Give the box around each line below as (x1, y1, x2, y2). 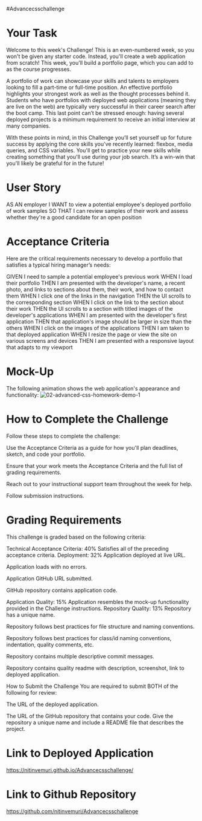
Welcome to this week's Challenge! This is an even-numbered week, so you (6, 46, 195, 53)
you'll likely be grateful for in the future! (6, 160, 104, 167)
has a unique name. (6, 611, 55, 618)
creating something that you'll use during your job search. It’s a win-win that (6, 153, 195, 160)
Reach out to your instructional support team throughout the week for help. (6, 480, 193, 487)
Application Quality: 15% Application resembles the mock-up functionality (6, 598, 189, 605)
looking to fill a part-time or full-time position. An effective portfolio (6, 83, 173, 91)
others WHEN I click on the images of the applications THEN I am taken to (6, 324, 190, 331)
